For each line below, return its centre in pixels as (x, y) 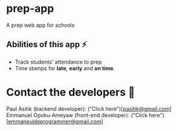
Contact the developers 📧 (71, 92)
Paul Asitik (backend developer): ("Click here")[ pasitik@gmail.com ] (89, 108)
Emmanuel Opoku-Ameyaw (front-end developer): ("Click (77, 115)
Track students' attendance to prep (58, 62)
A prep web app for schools (40, 25)
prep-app (30, 9)
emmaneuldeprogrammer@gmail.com (55, 121)
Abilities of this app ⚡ (47, 44)
